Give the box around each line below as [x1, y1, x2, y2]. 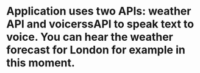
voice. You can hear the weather [6, 30, 174, 44]
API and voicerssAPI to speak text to [6, 17, 194, 31]
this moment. [6, 56, 75, 70]
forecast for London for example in [6, 43, 186, 57]
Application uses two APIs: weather [6, 4, 191, 18]
